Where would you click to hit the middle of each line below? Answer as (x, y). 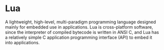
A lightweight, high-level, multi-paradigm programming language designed (81, 22)
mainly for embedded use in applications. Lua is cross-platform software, (79, 27)
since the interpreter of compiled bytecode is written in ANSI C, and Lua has (82, 32)
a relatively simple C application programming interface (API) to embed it (79, 37)
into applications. (23, 42)
